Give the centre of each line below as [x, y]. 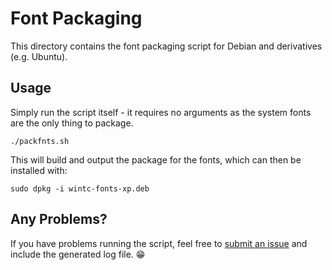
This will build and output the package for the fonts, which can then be [156, 159]
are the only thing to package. [72, 123]
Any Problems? [59, 219]
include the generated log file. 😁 [78, 254]
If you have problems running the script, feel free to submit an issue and [159, 243]
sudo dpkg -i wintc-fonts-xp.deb [80, 188]
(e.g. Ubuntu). [39, 56]
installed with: [39, 170]
